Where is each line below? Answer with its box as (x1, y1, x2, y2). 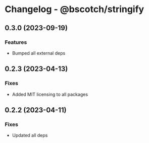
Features (5, 39, 27, 46)
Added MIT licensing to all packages (12, 91, 88, 97)
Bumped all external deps (12, 50, 66, 56)
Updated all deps (12, 132, 48, 138)
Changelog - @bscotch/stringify (5, 4, 144, 15)
